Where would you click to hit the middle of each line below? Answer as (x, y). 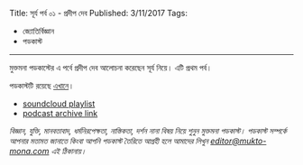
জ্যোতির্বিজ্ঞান (38, 31)
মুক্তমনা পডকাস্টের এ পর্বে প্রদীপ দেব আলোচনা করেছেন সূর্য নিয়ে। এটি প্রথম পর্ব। (110, 68)
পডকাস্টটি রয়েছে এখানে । (42, 86)
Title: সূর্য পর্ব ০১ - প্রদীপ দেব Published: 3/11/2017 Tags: (98, 13)
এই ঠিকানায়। (69, 151)
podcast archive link (60, 113)
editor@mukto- (239, 141)
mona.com (29, 151)
